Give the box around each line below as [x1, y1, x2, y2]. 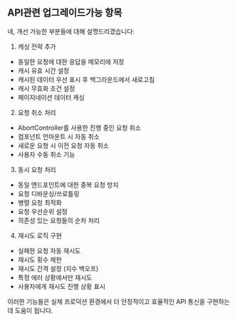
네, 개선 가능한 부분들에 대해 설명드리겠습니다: [7, 27, 135, 36]
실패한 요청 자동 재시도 [17, 246, 81, 255]
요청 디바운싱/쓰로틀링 [17, 189, 80, 198]
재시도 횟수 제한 [17, 255, 62, 264]
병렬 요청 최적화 [17, 198, 62, 207]
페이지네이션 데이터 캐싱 [17, 93, 85, 101]
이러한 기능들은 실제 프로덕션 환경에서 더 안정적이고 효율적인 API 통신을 [7, 297, 206, 305]
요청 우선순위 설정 [17, 207, 68, 215]
